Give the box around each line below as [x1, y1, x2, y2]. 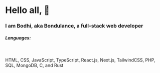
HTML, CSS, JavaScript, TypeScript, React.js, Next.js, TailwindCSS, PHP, [5, 57, 155, 63]
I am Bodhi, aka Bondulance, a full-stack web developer [5, 22, 143, 29]
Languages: [5, 34, 31, 40]
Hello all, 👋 [5, 4, 50, 16]
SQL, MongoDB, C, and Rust [5, 62, 64, 68]
